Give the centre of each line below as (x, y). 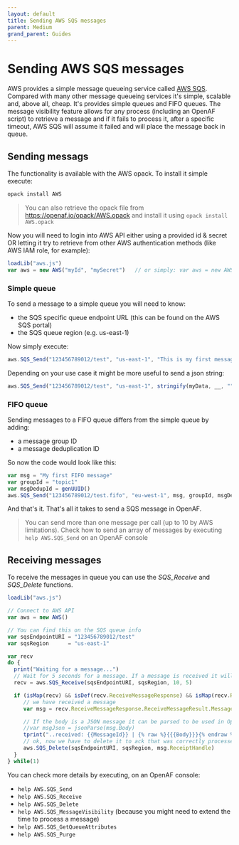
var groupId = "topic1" (43, 482)
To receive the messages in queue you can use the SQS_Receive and (109, 578)
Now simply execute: (38, 346)
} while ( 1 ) (23, 761)
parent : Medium (30, 27)
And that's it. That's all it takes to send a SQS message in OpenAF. (105, 509)
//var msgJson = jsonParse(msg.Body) (79, 728)
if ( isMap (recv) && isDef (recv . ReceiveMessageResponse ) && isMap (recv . (122, 695)
